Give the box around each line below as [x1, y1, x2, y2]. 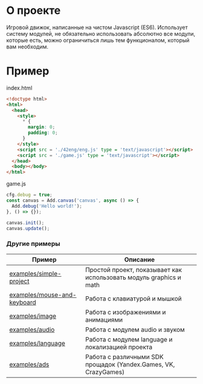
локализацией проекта [85, 343, 153, 351]
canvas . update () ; [6, 225, 50, 231]
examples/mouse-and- [9, 290, 77, 299]
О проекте [6, 4, 61, 18]
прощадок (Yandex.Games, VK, [85, 360, 175, 368]
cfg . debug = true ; [6, 192, 53, 198]
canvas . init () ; [6, 219, 45, 226]
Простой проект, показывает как [85, 265, 182, 274]
